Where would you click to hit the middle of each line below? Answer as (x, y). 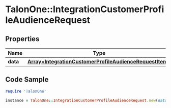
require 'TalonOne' (26, 91)
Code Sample (27, 80)
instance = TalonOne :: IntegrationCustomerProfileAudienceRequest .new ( (82, 100)
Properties (22, 39)
